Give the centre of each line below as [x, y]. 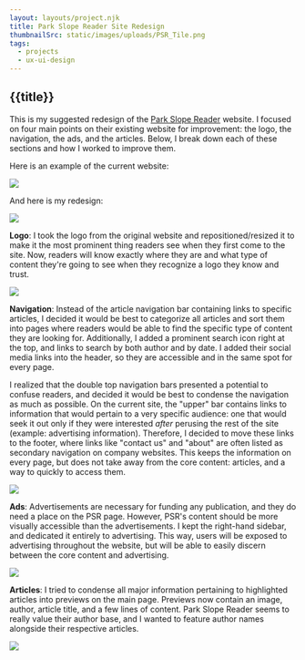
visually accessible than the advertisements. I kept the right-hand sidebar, [148, 526]
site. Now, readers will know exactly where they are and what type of [139, 254]
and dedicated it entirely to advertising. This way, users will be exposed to [148, 535]
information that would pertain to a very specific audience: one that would [148, 413]
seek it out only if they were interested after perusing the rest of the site [144, 423]
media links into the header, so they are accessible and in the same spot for [151, 357]
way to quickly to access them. [67, 471]
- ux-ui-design [46, 60]
